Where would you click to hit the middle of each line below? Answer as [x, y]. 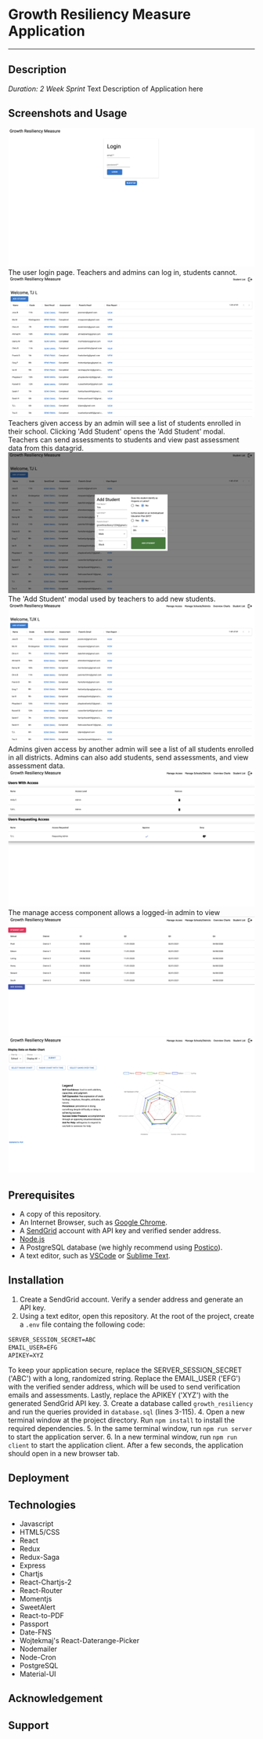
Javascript [36, 1524]
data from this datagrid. [46, 448]
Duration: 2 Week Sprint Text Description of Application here [106, 89]
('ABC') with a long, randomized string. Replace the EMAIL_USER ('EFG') [124, 1378]
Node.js [32, 1239]
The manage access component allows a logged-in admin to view [114, 912]
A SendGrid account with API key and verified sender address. [120, 1231]
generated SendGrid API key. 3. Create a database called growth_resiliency [131, 1403]
